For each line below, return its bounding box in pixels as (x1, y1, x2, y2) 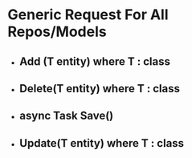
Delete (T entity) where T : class (18, 82, 180, 95)
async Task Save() (18, 109, 114, 123)
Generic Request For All (7, 6, 169, 24)
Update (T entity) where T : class (18, 136, 185, 150)
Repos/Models (7, 22, 107, 41)
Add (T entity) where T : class (18, 55, 170, 68)
